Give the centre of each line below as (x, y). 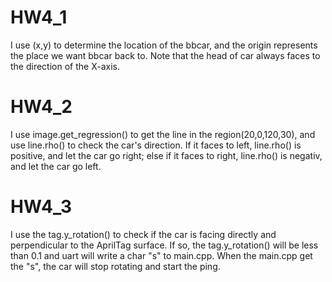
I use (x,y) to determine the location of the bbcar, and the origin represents (164, 45)
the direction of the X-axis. (65, 66)
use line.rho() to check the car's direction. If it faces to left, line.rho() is (156, 145)
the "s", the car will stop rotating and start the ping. (115, 266)
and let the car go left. (56, 166)
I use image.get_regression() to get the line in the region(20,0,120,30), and (163, 134)
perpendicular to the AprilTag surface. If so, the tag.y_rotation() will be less (164, 245)
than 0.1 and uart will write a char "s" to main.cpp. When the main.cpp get (161, 255)
